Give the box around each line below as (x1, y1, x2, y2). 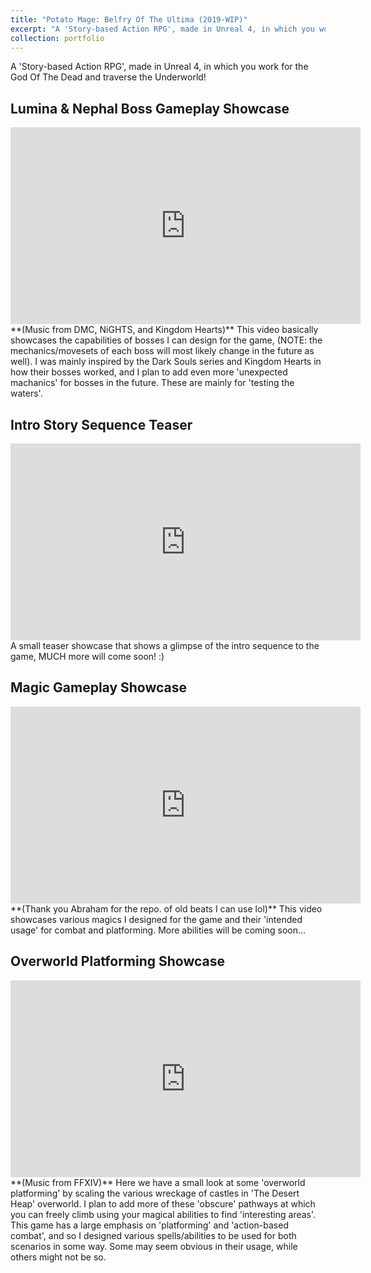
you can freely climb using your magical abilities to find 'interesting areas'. (10, 1208, 317, 1220)
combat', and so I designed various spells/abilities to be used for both (10, 1229, 297, 1241)
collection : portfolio (10, 33, 105, 43)
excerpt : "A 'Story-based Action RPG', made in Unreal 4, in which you (10, 24, 315, 34)
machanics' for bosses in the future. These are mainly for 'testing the (10, 377, 295, 389)
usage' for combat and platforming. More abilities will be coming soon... (10, 924, 307, 936)
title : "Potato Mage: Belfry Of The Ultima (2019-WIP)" (10, 14, 248, 25)
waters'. (10, 387, 43, 400)
